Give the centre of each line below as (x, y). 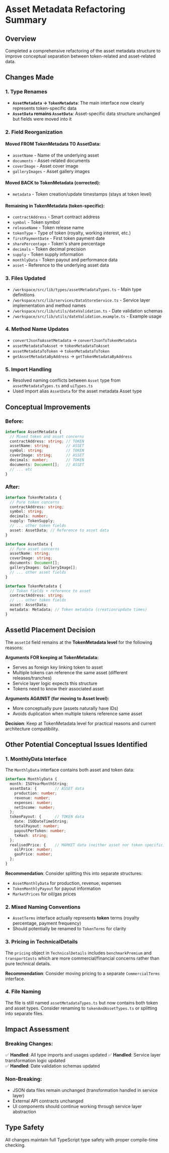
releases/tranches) (32, 678)
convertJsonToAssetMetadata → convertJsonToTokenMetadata (74, 340)
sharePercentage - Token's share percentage (59, 244)
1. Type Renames (26, 92)
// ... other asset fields (38, 572)
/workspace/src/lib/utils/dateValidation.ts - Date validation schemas (88, 311)
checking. (16, 1145)
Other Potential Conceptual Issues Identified (76, 745)
